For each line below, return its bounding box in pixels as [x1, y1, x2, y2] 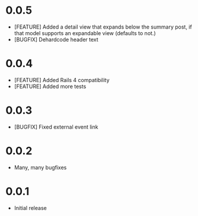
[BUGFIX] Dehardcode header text [14, 36, 98, 43]
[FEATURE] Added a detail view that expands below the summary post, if [14, 23, 192, 30]
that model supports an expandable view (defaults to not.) [14, 29, 156, 36]
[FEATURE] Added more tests [14, 83, 87, 90]
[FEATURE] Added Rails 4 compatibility [14, 76, 110, 83]
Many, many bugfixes [14, 164, 67, 171]
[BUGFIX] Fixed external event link [14, 123, 98, 130]
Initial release [14, 204, 47, 211]
